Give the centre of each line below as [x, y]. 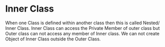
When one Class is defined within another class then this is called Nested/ [82, 23]
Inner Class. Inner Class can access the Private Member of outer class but [83, 28]
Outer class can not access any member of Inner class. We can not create [82, 33]
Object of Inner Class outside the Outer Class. [53, 39]
